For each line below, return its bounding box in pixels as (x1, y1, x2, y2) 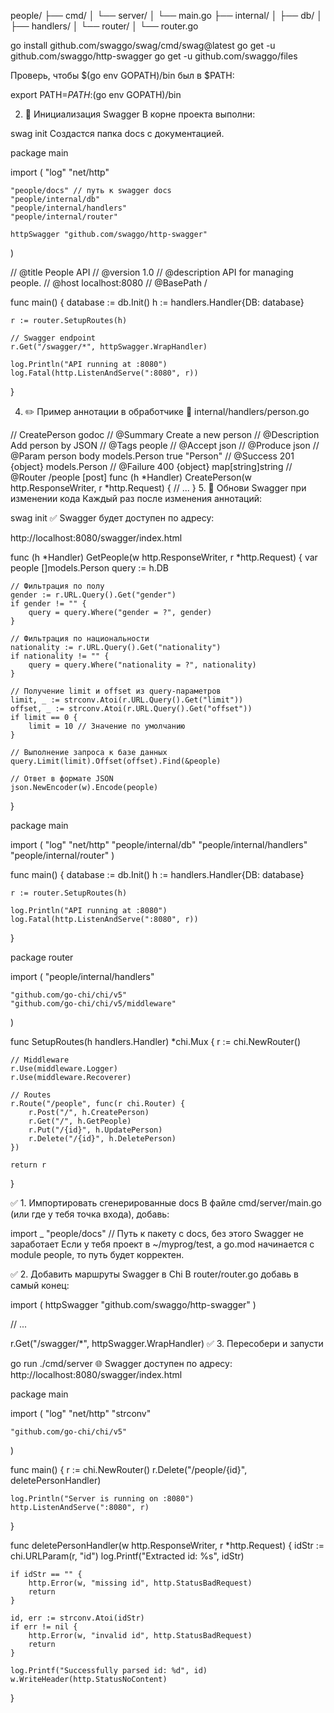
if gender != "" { (10, 599, 87, 609)
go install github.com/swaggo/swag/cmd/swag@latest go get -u (10, 40, 276, 51)
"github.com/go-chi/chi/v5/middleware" (10, 999, 177, 1009)
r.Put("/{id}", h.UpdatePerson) (28, 1125, 163, 1135)
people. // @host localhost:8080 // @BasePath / (10, 277, 208, 289)
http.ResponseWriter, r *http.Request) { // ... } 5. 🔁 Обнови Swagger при (10, 482, 307, 494)
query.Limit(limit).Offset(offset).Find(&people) (10, 756, 222, 766)
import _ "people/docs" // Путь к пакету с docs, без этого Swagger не (10, 1228, 304, 1239)
